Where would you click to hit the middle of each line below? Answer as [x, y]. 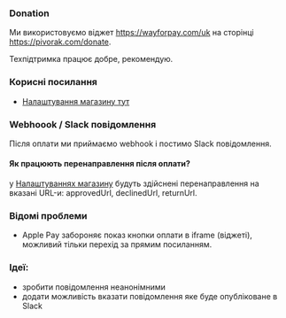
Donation [30, 13]
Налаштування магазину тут [76, 101]
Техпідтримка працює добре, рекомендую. [91, 59]
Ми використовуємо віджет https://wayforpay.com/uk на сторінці [131, 33]
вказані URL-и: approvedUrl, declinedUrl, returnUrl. [103, 193]
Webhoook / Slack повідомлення [83, 124]
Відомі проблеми [48, 216]
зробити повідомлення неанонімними [94, 287]
